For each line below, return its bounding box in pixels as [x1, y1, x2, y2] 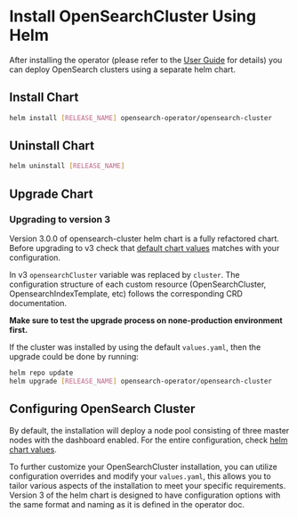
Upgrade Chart [9, 186, 93, 201]
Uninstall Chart [9, 138, 95, 153]
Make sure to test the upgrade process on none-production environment [9, 315, 283, 326]
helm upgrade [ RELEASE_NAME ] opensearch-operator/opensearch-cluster [9, 377, 273, 385]
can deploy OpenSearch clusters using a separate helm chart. [9, 64, 236, 75]
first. [9, 325, 28, 335]
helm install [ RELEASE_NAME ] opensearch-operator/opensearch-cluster [9, 113, 273, 122]
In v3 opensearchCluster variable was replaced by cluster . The [9, 270, 240, 280]
